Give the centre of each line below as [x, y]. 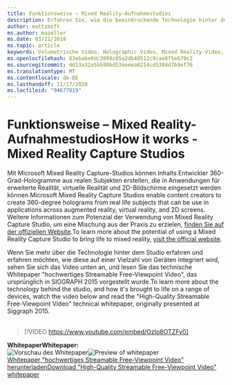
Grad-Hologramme [34, 181]
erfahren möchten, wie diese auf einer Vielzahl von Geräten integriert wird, [113, 260]
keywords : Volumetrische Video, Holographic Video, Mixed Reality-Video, [116, 52]
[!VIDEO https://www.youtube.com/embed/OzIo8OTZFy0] [106, 332]
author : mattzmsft [33, 26]
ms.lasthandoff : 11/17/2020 [48, 84]
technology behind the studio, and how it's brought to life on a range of [108, 289]
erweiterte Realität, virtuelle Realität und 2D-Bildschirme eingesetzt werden [114, 188]
